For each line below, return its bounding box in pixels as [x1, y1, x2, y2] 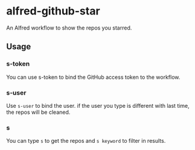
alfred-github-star [6, 4, 101, 18]
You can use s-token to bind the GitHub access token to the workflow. [6, 73, 181, 81]
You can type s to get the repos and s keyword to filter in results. [6, 137, 166, 145]
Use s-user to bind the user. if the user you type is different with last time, [6, 102, 190, 109]
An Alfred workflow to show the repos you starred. [6, 24, 132, 31]
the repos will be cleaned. [6, 108, 71, 116]
